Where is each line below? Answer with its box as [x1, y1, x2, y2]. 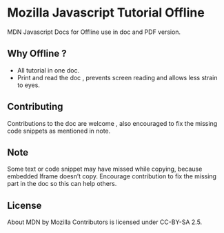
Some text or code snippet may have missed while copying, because [7, 165, 203, 174]
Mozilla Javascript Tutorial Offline [7, 5, 205, 21]
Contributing [7, 101, 63, 113]
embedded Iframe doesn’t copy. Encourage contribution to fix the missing [7, 172, 217, 180]
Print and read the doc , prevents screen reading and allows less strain [17, 73, 218, 82]
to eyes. [17, 81, 40, 89]
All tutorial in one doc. [17, 66, 80, 74]
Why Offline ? [7, 48, 67, 59]
